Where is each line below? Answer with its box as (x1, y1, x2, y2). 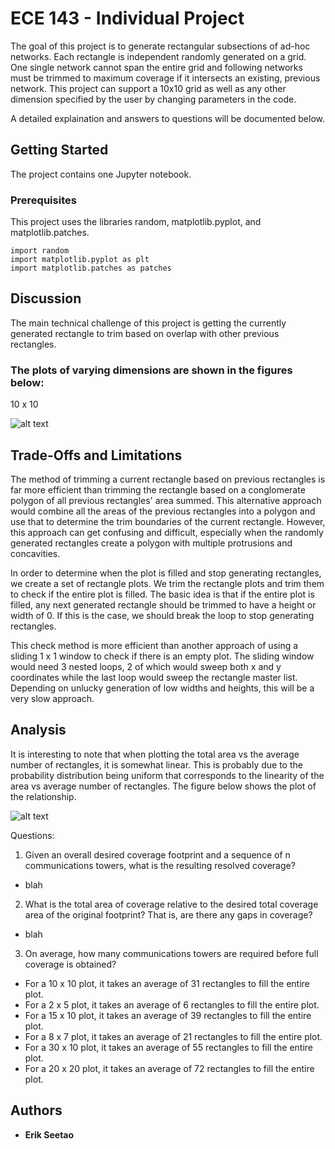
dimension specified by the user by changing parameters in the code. (10, 93, 297, 105)
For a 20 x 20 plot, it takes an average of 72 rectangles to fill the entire (24, 1062, 315, 1074)
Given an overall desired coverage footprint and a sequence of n (24, 848, 291, 861)
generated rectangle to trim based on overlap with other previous (10, 327, 280, 339)
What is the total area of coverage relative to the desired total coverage (24, 898, 319, 910)
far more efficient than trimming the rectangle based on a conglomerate (10, 483, 306, 496)
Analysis (10, 722, 67, 739)
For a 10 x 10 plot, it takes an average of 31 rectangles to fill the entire (24, 977, 310, 989)
